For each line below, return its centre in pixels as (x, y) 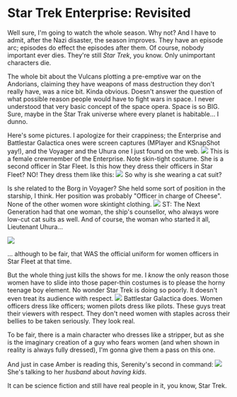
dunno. (18, 121)
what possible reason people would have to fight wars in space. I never (111, 99)
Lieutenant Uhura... (35, 226)
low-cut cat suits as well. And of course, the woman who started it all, (109, 219)
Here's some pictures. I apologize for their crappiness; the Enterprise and (114, 135)
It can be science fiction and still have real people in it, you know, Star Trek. (117, 385)
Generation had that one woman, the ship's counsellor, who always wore (113, 212)
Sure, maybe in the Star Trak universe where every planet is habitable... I (113, 114)
